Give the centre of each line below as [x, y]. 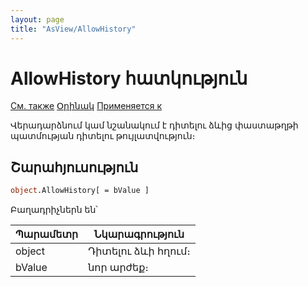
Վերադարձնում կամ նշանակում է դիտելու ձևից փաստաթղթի [154, 125]
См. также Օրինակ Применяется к [86, 106]
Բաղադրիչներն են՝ [54, 210]
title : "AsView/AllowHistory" [73, 29]
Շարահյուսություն [74, 167]
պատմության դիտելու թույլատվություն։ [103, 136]
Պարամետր [47, 234]
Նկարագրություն [139, 234]
